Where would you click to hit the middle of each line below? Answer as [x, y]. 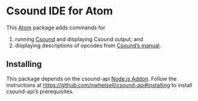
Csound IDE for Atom [60, 11]
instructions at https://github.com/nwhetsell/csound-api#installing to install [99, 85]
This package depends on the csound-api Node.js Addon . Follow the [91, 78]
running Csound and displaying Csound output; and [79, 39]
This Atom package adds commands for [56, 27]
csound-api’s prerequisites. [40, 91]
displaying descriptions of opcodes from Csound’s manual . [88, 45]
